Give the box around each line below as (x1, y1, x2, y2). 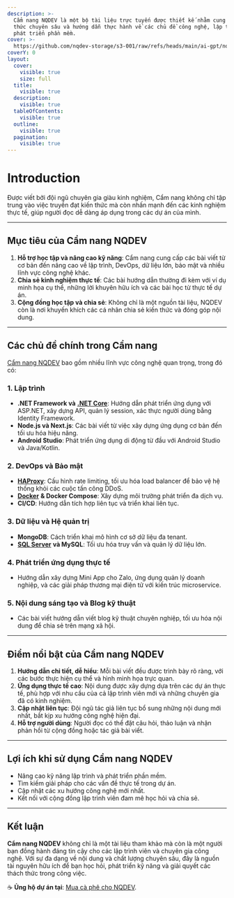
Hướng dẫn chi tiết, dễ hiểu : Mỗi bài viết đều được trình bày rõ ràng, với (17, 667, 224, 675)
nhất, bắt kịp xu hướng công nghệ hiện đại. (17, 711, 141, 720)
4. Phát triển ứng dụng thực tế (7, 557, 111, 567)
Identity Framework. (17, 414, 75, 422)
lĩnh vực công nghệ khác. (17, 268, 91, 277)
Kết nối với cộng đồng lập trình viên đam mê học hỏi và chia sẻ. (17, 794, 200, 802)
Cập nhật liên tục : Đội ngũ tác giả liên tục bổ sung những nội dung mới (17, 704, 221, 712)
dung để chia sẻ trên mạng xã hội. (17, 621, 116, 630)
